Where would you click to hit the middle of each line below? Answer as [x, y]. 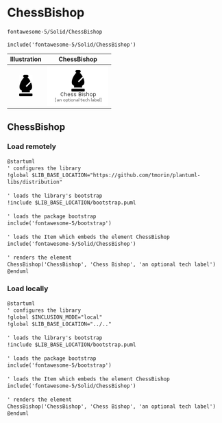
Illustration [26, 59]
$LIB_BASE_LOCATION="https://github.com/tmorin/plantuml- [116, 175]
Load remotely [32, 146]
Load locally [28, 288]
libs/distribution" [35, 182]
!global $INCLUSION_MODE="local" [55, 317]
